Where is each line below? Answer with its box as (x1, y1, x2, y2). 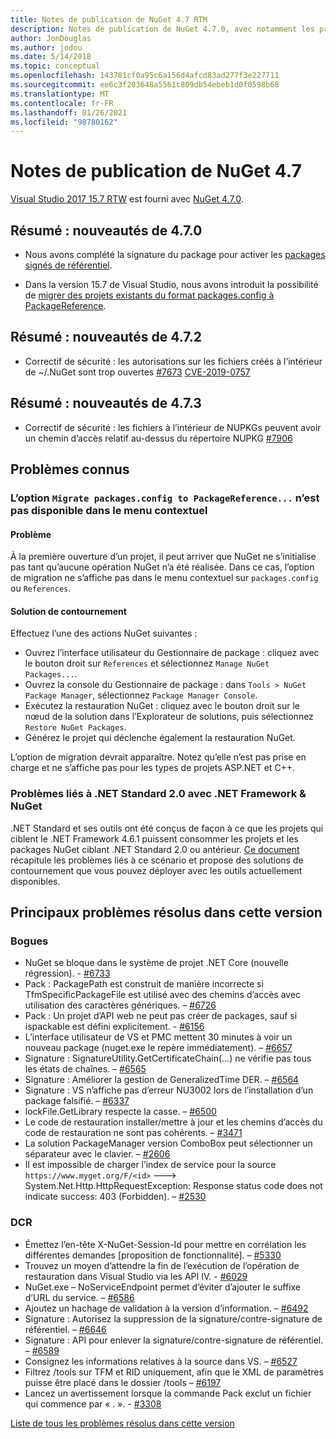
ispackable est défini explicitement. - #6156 (24, 1021, 205, 1033)
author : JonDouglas (10, 33, 92, 43)
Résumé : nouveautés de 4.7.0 (10, 222, 203, 239)
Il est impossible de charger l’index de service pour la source (24, 1159, 277, 1171)
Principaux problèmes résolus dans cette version (10, 904, 323, 921)
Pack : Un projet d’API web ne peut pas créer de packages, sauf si (24, 1010, 298, 1022)
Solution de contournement (10, 605, 127, 617)
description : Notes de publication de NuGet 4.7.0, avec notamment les (10, 24, 315, 34)
